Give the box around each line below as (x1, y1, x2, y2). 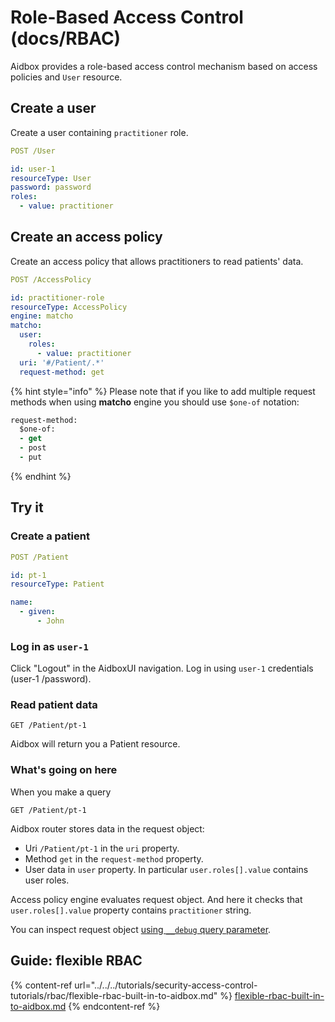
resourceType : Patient (10, 579, 105, 590)
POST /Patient (10, 552, 70, 562)
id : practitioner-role (10, 292, 105, 303)
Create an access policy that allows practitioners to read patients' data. (10, 255, 304, 267)
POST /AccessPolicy (10, 274, 92, 285)
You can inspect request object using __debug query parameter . (10, 923, 272, 935)
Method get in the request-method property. (24, 852, 204, 865)
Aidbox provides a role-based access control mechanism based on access (10, 60, 318, 72)
